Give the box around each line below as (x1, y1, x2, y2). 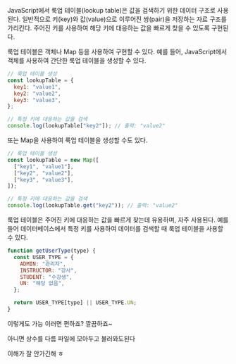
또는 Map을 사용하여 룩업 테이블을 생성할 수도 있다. (7, 136, 148, 144)
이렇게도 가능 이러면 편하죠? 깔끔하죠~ (7, 319, 113, 327)
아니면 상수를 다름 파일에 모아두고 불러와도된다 (7, 334, 136, 343)
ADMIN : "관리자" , (20, 260, 67, 268)
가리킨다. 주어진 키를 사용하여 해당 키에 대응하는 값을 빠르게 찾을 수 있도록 (7, 24, 210, 32)
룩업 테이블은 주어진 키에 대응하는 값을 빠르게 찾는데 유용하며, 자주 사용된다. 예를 (7, 215, 229, 224)
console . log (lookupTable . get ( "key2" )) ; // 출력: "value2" (7, 202, 178, 209)
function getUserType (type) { (7, 247, 97, 254)
